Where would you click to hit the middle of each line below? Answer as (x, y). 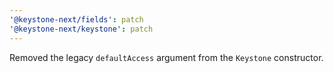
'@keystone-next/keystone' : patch (81, 29)
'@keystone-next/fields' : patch (76, 19)
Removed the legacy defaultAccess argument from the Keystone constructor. (166, 57)
